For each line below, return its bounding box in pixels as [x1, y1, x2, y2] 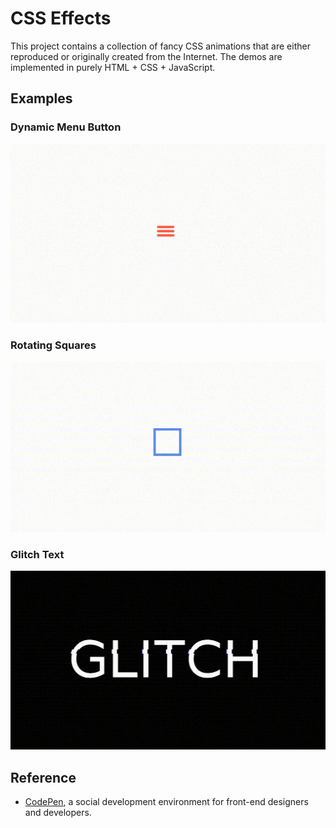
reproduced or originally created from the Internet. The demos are [10, 50, 283, 62]
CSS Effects [10, 7, 112, 30]
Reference [10, 769, 77, 786]
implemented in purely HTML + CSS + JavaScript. [10, 61, 216, 73]
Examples [10, 90, 73, 107]
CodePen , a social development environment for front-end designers [24, 796, 309, 808]
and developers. [24, 807, 92, 819]
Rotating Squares [10, 338, 97, 352]
